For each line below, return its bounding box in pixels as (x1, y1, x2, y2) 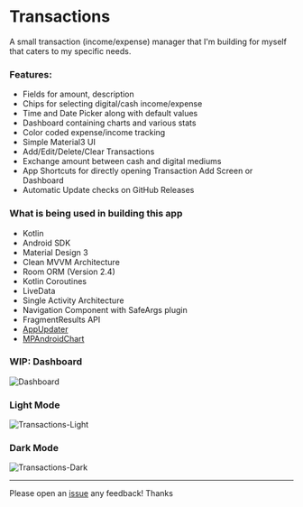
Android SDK (22, 237, 71, 248)
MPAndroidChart (22, 333, 85, 344)
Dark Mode (9, 442, 59, 455)
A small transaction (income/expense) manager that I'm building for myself (9, 36, 287, 47)
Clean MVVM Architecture (22, 256, 120, 267)
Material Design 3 (22, 246, 88, 258)
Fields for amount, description (22, 88, 135, 100)
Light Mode (9, 399, 60, 411)
